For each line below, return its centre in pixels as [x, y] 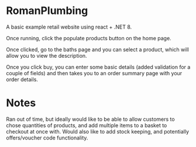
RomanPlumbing [47, 11]
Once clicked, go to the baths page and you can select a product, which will [97, 49]
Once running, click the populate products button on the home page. [89, 38]
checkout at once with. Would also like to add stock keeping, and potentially [97, 131]
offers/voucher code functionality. [47, 138]
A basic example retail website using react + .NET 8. [69, 27]
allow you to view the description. [47, 55]
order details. [22, 79]
